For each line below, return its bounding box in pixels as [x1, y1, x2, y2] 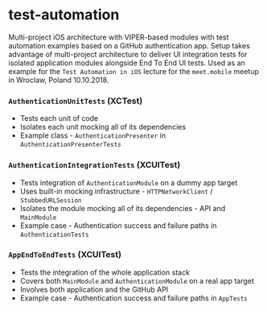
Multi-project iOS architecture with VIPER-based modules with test [8, 32, 229, 42]
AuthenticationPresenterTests [19, 141, 122, 149]
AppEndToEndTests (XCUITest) [8, 249, 122, 260]
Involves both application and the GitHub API [19, 284, 169, 294]
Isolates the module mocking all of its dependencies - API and [19, 203, 226, 213]
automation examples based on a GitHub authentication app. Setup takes [8, 40, 251, 50]
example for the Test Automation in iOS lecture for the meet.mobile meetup [8, 66, 260, 76]
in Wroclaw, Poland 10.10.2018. [8, 75, 109, 85]
